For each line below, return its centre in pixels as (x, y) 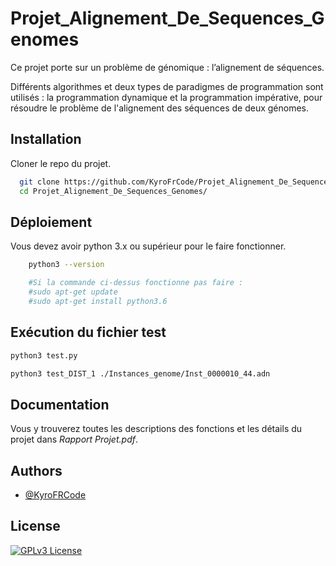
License (35, 526)
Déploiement (51, 222)
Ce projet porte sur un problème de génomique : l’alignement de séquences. (167, 67)
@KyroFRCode (55, 495)
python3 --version (66, 265)
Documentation (60, 404)
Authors (36, 470)
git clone (39, 182)
